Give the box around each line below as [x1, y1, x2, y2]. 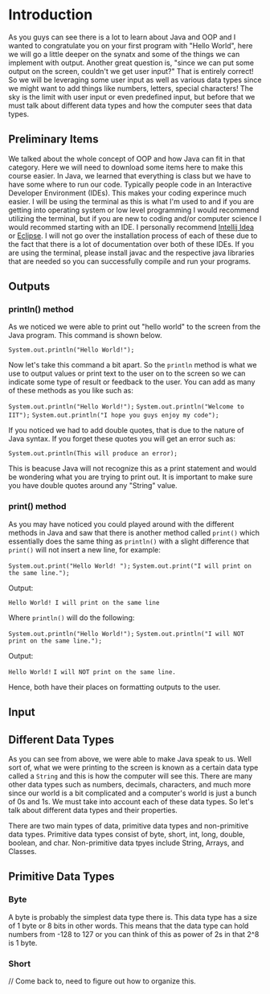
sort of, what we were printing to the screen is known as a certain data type [8, 762, 259, 772]
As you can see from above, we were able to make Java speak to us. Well [8, 754, 252, 763]
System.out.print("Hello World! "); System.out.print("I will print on [8, 561, 252, 570]
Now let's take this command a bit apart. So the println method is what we [8, 360, 257, 370]
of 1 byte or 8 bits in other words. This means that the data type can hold [8, 921, 249, 930]
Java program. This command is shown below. [8, 331, 162, 340]
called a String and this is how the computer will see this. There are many [8, 770, 253, 781]
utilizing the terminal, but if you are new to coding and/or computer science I [8, 213, 262, 223]
